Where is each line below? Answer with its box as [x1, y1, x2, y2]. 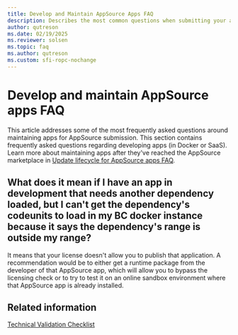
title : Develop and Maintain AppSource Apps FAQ [7, 10, 154, 18]
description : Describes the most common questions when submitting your [7, 17, 227, 24]
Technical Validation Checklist [7, 320, 96, 329]
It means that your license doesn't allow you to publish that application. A [7, 251, 221, 259]
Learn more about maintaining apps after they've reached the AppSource [7, 148, 221, 157]
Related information [7, 301, 97, 313]
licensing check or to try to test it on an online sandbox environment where [7, 273, 226, 282]
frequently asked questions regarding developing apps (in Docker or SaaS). [7, 141, 228, 149]
